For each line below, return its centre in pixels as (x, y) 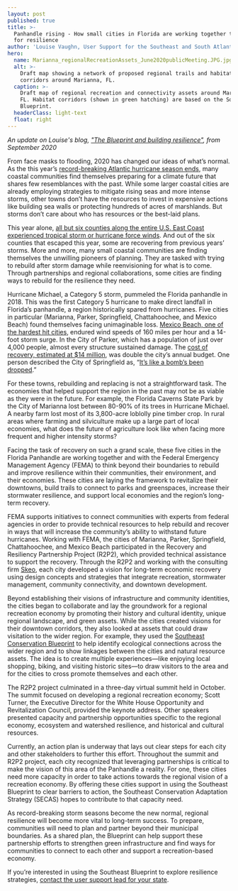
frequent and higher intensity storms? (62, 436)
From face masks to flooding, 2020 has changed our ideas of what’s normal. (119, 161)
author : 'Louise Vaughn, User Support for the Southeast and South (109, 47)
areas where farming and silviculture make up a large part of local (103, 421)
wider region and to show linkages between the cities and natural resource (116, 651)
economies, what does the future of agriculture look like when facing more (116, 428)
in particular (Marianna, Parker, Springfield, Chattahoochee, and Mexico (112, 317)
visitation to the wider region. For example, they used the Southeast (106, 635)
